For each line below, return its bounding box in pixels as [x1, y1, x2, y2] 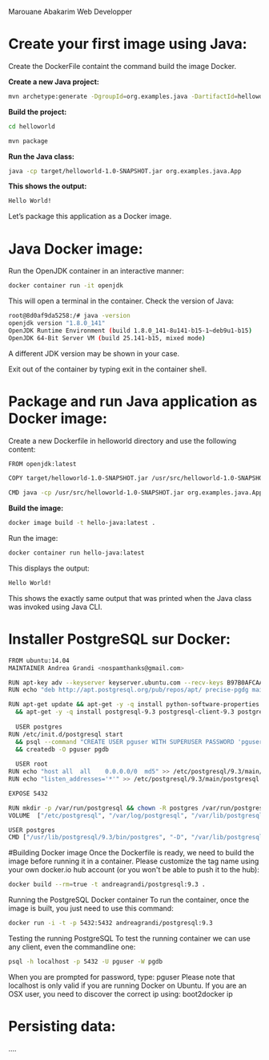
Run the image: [8, 534, 58, 543]
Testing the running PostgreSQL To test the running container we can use [8, 934, 251, 943]
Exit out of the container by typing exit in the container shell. [8, 364, 207, 374]
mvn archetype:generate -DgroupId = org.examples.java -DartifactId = [8, 92, 239, 100]
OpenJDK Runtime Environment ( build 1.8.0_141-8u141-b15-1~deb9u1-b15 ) [8, 327, 252, 335]
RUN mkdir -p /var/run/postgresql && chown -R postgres [8, 804, 199, 812]
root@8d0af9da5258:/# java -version [8, 312, 130, 320]
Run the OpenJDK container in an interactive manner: [8, 266, 184, 276]
